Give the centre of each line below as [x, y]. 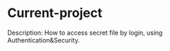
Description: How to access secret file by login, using [85, 33]
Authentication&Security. [44, 40]
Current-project [55, 13]
